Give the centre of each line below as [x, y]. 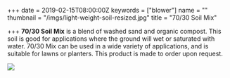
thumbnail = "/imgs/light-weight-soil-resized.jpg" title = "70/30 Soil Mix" [112, 18]
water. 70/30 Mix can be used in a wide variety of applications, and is [108, 46]
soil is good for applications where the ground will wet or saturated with [111, 39]
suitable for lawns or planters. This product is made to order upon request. [115, 53]
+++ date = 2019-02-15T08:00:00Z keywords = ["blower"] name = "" [108, 10]
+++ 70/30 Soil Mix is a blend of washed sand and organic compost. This [114, 31]
